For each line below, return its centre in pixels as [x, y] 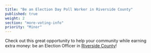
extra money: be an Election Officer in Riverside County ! [61, 46]
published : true [21, 14]
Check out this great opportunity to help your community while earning [76, 41]
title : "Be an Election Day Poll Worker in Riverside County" [69, 9]
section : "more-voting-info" [34, 23]
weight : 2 [15, 18]
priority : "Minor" [23, 27]
